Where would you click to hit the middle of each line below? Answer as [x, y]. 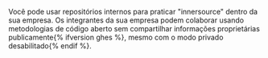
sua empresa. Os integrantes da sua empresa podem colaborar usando [126, 20]
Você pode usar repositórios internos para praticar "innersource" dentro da [133, 12]
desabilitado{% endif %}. [50, 46]
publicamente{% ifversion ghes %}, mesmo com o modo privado [116, 37]
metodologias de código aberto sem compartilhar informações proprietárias [134, 29]
